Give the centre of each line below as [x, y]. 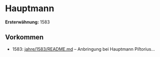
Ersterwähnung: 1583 [28, 22]
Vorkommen [24, 37]
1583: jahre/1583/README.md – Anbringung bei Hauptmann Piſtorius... [83, 49]
